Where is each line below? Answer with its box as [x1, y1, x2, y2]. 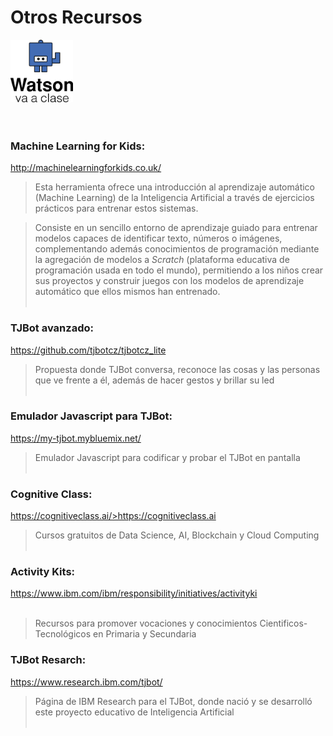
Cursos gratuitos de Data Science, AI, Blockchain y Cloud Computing [34, 529, 320, 541]
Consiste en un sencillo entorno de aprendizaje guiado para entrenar [34, 222, 318, 234]
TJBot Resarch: [10, 653, 87, 667]
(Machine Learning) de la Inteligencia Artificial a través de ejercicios [34, 192, 315, 204]
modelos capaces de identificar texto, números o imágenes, [34, 232, 283, 245]
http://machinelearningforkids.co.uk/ [10, 162, 162, 174]
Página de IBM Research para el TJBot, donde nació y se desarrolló [34, 695, 313, 707]
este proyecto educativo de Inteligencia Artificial [34, 706, 235, 718]
